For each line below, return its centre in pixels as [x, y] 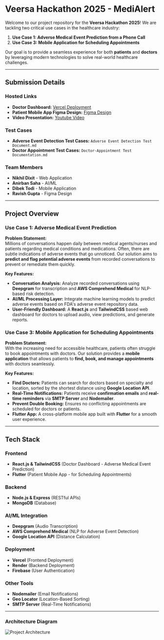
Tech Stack [22, 439]
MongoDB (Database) [34, 503]
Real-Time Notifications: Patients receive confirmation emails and [80, 394]
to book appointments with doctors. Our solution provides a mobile [72, 353]
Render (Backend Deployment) [43, 565]
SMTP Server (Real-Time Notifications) [51, 604]
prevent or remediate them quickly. [40, 264]
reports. [20, 320]
